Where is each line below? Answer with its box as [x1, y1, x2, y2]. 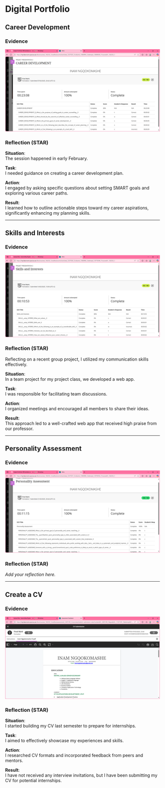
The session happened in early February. [5, 155, 88, 161]
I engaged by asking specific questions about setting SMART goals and [5, 185, 150, 191]
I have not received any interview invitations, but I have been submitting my [5, 772, 158, 778]
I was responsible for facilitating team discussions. [5, 391, 108, 396]
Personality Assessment [5, 445, 82, 453]
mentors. [5, 758, 24, 763]
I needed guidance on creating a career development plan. [5, 170, 124, 176]
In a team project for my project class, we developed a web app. [5, 376, 135, 382]
